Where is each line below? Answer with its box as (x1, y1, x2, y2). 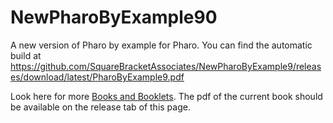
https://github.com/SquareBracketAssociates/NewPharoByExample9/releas (10, 60, 322, 72)
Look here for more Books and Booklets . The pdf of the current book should (10, 90, 323, 102)
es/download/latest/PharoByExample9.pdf (10, 71, 185, 83)
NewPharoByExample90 (10, 6, 218, 29)
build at (10, 49, 42, 61)
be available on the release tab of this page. (10, 101, 191, 113)
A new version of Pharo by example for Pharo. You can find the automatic (10, 39, 313, 51)
